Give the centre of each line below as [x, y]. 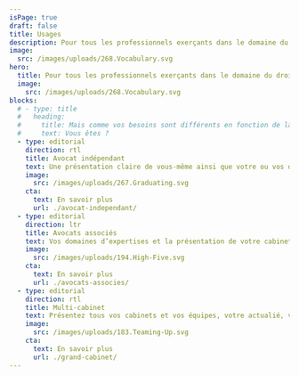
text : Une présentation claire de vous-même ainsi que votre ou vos [155, 167]
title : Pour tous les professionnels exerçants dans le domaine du [145, 76]
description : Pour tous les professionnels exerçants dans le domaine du [149, 42]
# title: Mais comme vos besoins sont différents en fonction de [149, 126]
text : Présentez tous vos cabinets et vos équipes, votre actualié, [155, 316]
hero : [19, 68]
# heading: [41, 117]
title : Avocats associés [71, 233]
